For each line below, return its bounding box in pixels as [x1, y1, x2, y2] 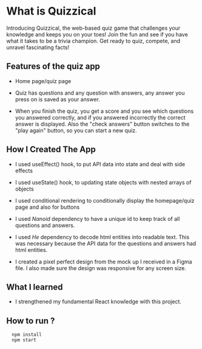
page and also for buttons [15, 203, 80, 211]
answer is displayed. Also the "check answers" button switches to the [15, 120, 190, 127]
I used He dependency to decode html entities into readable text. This [15, 233, 190, 240]
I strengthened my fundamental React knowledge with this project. [15, 298, 182, 305]
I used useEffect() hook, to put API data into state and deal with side [15, 160, 186, 168]
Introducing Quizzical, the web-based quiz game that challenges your [6, 24, 181, 32]
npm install [12, 332, 42, 338]
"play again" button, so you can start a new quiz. [15, 126, 138, 134]
